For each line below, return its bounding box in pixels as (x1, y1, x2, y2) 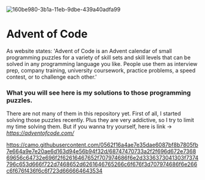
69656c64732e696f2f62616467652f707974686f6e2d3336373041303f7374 (6, 154, 199, 162)
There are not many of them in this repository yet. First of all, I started (6, 110, 181, 117)
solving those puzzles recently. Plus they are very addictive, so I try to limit (6, 117, 194, 124)
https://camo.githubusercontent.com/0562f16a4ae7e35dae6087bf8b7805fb (6, 141, 198, 149)
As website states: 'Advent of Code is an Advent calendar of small (6, 47, 172, 54)
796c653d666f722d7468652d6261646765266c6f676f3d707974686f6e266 (6, 160, 198, 168)
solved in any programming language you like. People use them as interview (6, 60, 198, 67)
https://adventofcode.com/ (6, 129, 74, 137)
